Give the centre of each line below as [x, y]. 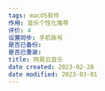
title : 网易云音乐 [36, 60]
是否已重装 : [25, 52]
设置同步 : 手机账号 [36, 38]
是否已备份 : [25, 45]
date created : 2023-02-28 [51, 67]
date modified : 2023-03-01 [53, 74]
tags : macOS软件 [34, 15]
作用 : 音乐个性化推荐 [39, 23]
